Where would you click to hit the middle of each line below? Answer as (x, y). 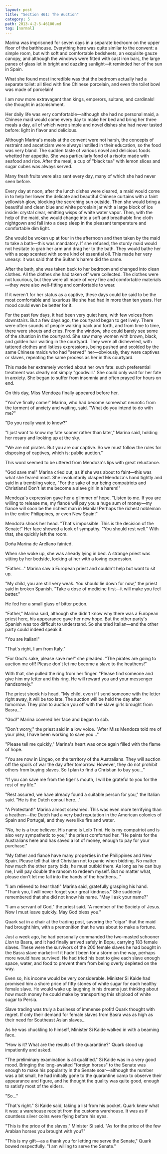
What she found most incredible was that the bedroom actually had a (76, 79)
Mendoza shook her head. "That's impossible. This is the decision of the (80, 524)
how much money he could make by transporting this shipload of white (78, 994)
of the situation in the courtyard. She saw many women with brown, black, (82, 336)
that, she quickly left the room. (37, 534)
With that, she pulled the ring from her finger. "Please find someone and (79, 674)
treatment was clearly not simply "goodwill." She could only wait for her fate (83, 373)
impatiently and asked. (28, 1050)
